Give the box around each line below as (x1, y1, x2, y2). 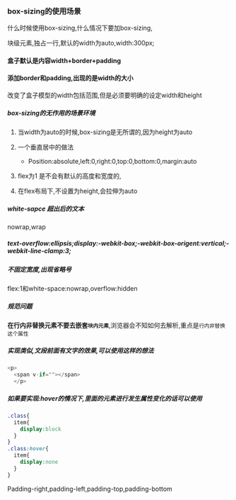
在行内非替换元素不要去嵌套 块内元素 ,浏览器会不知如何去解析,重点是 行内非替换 (7, 321, 226, 330)
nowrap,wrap (7, 223, 46, 231)
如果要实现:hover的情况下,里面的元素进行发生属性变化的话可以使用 (7, 394, 203, 402)
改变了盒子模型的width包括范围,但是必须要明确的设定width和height (7, 91, 203, 100)
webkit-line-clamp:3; (7, 246, 72, 255)
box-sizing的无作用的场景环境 (7, 109, 95, 117)
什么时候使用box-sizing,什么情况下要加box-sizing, (7, 23, 153, 33)
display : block (20, 426, 61, 433)
